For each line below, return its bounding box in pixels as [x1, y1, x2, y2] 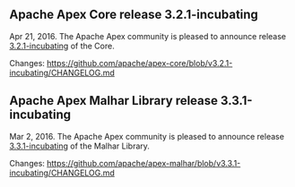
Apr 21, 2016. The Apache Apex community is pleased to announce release [9, 30, 287, 41]
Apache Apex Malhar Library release [9, 93, 218, 108]
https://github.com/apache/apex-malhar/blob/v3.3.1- [46, 157, 241, 168]
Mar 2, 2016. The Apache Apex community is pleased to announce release [9, 131, 285, 141]
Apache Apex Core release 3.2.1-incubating [9, 7, 258, 22]
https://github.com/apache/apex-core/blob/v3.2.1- [46, 57, 233, 68]
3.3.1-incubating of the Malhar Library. [9, 140, 151, 151]
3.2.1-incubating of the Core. [9, 40, 115, 51]
